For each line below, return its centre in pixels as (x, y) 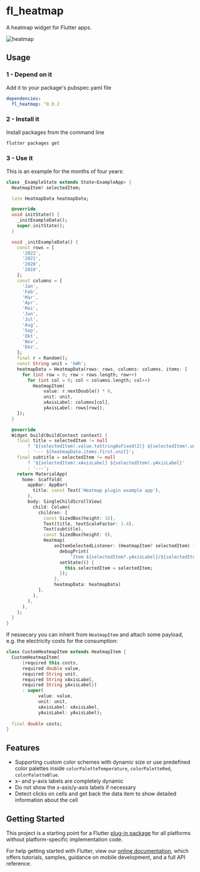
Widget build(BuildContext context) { (60, 435)
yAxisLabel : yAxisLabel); (70, 713)
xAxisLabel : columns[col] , (77, 403)
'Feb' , (30, 292)
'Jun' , (30, 314)
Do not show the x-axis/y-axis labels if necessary (75, 788)
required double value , (51, 668)
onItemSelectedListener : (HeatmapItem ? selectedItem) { (125, 546)
